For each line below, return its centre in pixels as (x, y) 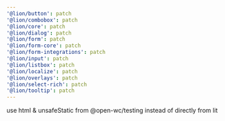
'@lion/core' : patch (36, 26)
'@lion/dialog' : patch (39, 33)
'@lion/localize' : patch (42, 71)
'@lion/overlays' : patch (42, 78)
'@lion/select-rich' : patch (47, 84)
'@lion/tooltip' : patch (41, 91)
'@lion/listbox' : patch (41, 65)
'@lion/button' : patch (39, 13)
